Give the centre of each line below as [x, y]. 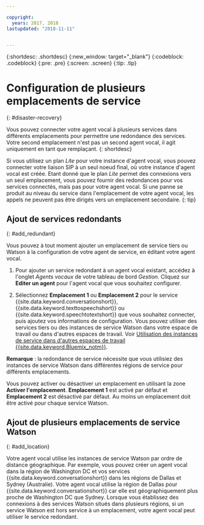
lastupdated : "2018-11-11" [41, 29]
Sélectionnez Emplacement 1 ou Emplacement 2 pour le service [97, 295]
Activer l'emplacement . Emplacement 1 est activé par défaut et [87, 390]
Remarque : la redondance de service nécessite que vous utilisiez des [95, 359]
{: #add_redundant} [31, 234]
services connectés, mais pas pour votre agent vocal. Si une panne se [95, 187]
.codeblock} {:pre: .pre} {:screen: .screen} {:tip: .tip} [72, 63]
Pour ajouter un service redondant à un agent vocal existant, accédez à [105, 270]
